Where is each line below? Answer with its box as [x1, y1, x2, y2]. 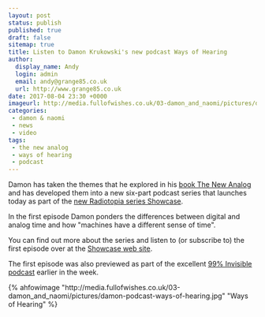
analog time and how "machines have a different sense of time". [8, 220, 216, 229]
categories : [8, 107, 47, 115]
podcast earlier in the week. [8, 267, 99, 277]
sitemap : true [8, 41, 55, 49]
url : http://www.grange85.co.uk [15, 84, 122, 93]
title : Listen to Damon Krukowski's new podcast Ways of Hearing [8, 48, 227, 56]
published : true [8, 26, 62, 34]
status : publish [8, 19, 62, 27]
